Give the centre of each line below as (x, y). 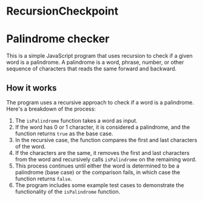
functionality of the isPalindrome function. (68, 191)
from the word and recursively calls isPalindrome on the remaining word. (106, 159)
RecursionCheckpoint (62, 11)
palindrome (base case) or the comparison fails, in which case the (98, 172)
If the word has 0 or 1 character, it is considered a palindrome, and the (102, 127)
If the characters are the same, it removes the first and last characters (102, 152)
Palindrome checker (58, 39)
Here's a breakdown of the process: (51, 109)
